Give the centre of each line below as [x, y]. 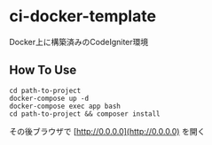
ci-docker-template [83, 16]
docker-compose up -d [49, 98]
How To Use [43, 70]
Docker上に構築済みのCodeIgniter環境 [79, 42]
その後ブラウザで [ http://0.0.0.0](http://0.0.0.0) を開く [107, 131]
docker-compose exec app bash [65, 106]
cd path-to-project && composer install [85, 114]
